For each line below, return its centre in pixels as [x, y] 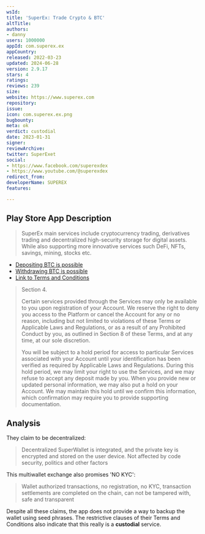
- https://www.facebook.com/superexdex [57, 166]
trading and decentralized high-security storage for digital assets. [104, 240]
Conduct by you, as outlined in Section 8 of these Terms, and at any [107, 333]
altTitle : [19, 23]
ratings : [17, 80]
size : [13, 92]
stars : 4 [17, 75]
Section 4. [34, 289]
